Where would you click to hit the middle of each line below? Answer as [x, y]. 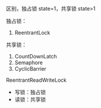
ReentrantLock [32, 33]
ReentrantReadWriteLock [36, 80]
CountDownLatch [36, 56]
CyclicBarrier [31, 69]
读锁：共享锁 [30, 99]
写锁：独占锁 [30, 92]
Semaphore [28, 62]
